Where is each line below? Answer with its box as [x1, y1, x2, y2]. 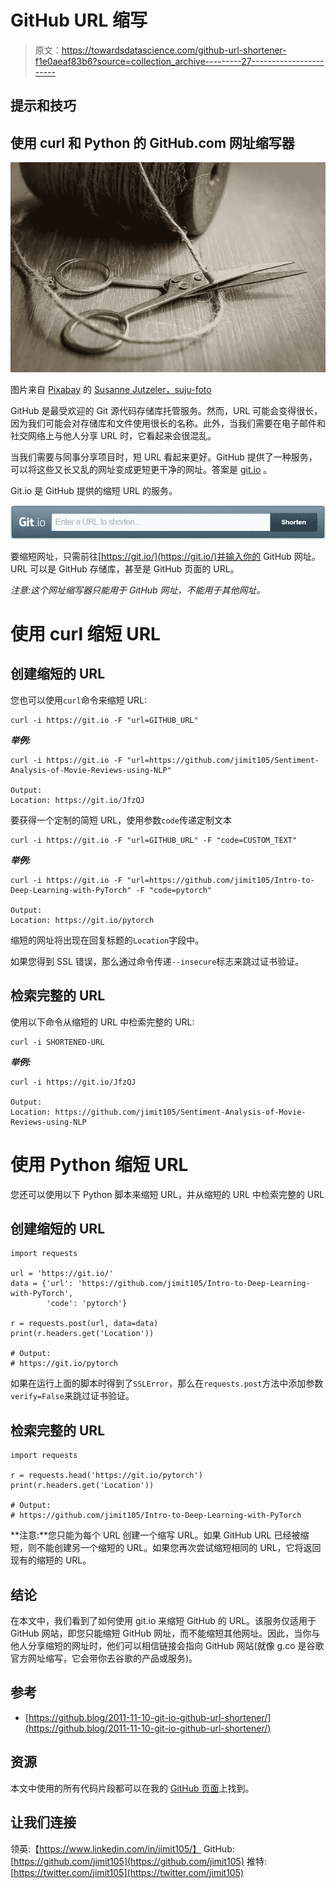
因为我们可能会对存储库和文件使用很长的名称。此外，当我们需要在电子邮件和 [10, 417, 326, 429]
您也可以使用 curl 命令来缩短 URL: [10, 694, 147, 706]
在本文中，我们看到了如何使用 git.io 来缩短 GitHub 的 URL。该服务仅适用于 [10, 1615, 317, 1627]
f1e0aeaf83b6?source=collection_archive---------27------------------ [34, 55, 325, 67]
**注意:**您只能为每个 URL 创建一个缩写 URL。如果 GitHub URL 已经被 [10, 1529, 301, 1541]
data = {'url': [10, 1279, 74, 1289]
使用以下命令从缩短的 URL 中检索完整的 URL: [10, 1016, 195, 1028]
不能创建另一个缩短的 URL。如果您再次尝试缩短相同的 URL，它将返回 [36, 1542, 322, 1554]
